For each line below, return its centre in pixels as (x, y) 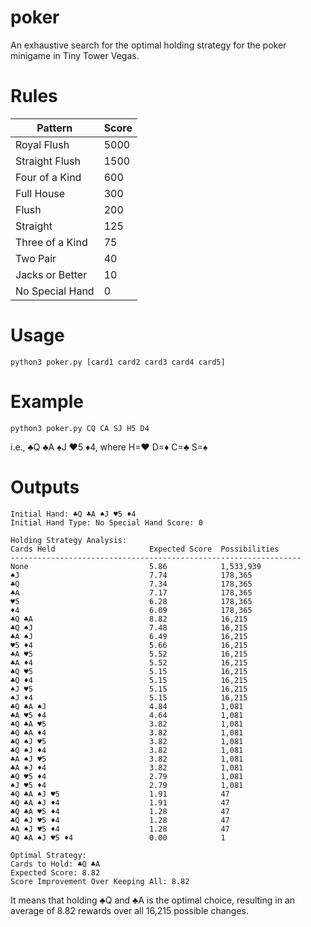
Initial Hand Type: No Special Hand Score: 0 (106, 522)
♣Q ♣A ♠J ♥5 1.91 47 (120, 794)
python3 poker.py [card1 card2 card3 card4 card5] (118, 362)
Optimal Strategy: (48, 855)
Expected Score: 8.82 (55, 872)
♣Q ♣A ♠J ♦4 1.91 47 (120, 802)
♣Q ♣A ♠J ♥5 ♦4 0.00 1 (118, 837)
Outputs (45, 487)
